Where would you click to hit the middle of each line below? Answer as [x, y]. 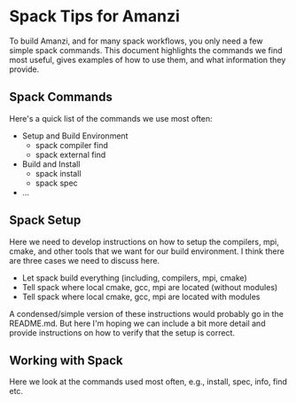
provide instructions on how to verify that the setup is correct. [122, 332]
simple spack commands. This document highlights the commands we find [146, 50]
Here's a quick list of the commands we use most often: [111, 118]
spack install [58, 173]
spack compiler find [71, 145]
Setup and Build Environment [75, 136]
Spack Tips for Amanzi [94, 16]
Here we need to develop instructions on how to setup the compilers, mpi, [144, 241]
